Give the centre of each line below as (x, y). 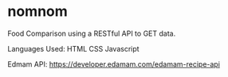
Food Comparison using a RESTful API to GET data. (92, 33)
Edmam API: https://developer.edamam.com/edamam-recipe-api (114, 64)
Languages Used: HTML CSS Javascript (74, 48)
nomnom (38, 12)
